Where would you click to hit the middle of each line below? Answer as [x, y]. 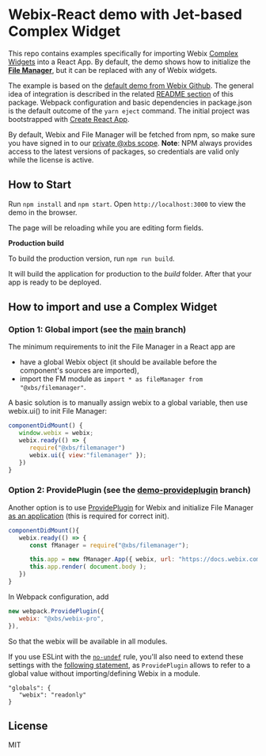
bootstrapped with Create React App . [69, 119]
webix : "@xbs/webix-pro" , [61, 619]
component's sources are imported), [80, 371]
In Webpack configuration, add [59, 597]
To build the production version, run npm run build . [92, 258]
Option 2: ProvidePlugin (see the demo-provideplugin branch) [130, 491]
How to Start [40, 185]
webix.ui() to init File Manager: [58, 411]
